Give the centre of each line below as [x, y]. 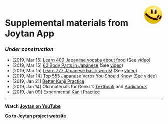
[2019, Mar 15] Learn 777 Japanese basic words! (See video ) [75, 71]
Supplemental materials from [67, 23]
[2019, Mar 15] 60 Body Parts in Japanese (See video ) [68, 65]
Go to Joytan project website [36, 116]
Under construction [29, 49]
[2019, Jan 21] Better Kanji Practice [48, 81]
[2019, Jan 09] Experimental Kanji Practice [56, 92]
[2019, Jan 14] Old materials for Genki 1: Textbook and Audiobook [80, 87]
